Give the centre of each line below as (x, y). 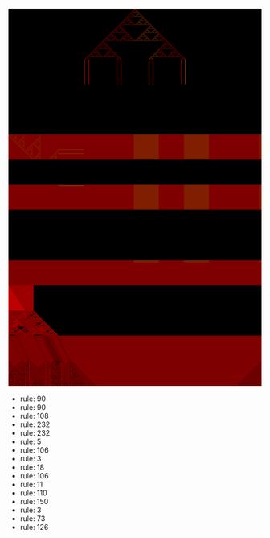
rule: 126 (34, 528)
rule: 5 (31, 442)
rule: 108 (35, 416)
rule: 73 (33, 519)
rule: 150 (34, 502)
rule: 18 (32, 467)
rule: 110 (34, 493)
